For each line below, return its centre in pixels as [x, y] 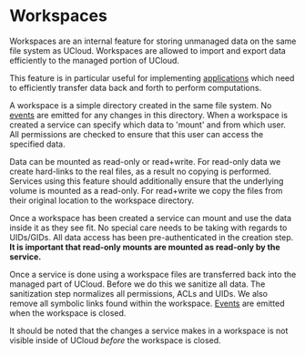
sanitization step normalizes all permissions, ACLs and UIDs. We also [139, 293]
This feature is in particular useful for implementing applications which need [152, 77]
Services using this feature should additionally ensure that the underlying [147, 181]
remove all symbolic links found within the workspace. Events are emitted [147, 303]
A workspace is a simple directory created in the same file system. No [141, 105]
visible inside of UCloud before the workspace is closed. [115, 340]
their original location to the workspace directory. [102, 200]
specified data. [37, 144]
